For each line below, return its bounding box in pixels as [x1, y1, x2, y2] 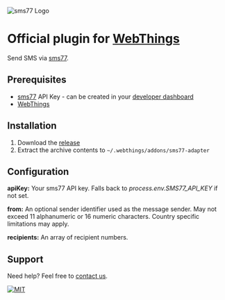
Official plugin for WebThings [7, 31, 181, 47]
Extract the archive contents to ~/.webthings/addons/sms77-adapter [17, 146, 210, 154]
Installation [7, 120, 57, 132]
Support [7, 253, 44, 265]
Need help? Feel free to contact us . [7, 272, 108, 281]
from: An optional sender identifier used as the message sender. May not [7, 205, 217, 213]
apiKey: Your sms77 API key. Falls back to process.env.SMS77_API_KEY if [7, 184, 218, 192]
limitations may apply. [7, 219, 69, 228]
